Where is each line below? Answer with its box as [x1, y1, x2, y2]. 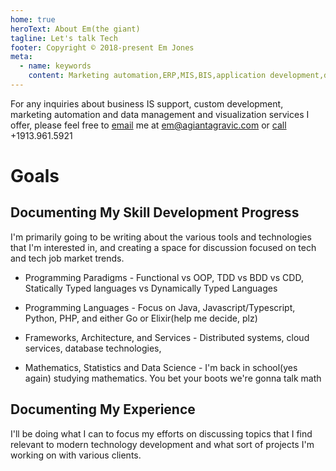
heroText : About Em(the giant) [10, 24, 141, 34]
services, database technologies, [24, 342, 162, 354]
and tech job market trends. [10, 252, 125, 264]
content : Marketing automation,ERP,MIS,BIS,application [28, 71, 267, 81]
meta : [10, 52, 33, 62]
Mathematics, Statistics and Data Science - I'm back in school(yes [24, 361, 298, 373]
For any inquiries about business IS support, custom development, [10, 97, 284, 110]
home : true [10, 14, 56, 25]
